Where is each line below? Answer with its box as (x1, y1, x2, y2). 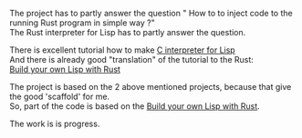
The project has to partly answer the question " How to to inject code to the (9, 8, 294, 18)
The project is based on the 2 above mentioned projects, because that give (9, 82, 292, 92)
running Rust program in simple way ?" (9, 17, 155, 28)
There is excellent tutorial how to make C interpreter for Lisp (9, 44, 235, 55)
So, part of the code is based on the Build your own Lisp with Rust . (9, 101, 260, 112)
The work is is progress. (9, 118, 100, 129)
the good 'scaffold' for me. (9, 91, 110, 102)
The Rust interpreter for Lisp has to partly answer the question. (9, 27, 246, 37)
